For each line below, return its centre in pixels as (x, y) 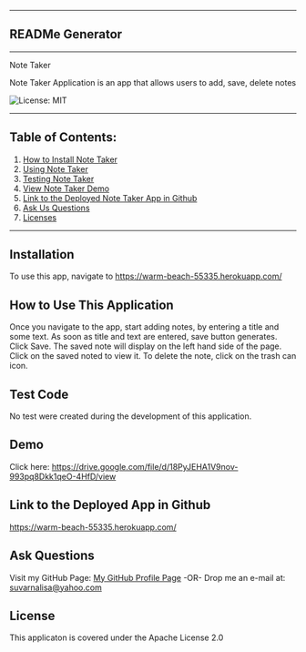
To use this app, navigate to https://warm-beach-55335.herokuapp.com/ (146, 276)
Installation (42, 255)
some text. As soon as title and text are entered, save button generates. (143, 337)
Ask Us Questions (56, 208)
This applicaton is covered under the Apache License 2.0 (117, 637)
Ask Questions (52, 556)
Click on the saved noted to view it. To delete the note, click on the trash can (153, 356)
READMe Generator (66, 34)
